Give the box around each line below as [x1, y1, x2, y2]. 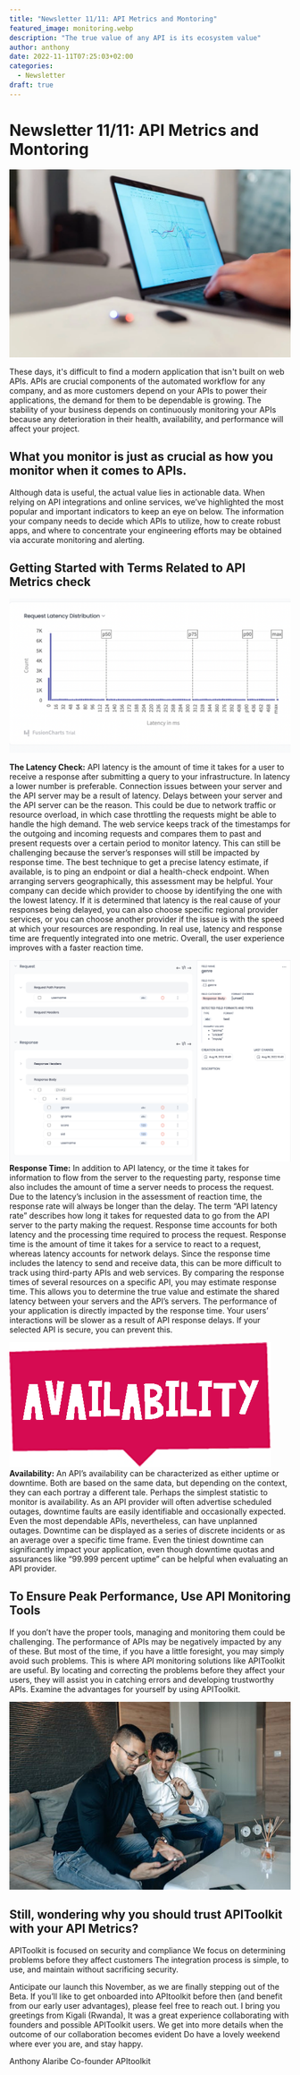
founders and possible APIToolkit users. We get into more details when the [9, 2019, 284, 2030]
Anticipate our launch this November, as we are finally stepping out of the [9, 1981, 279, 1992]
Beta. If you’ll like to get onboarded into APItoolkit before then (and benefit [9, 1991, 283, 2002]
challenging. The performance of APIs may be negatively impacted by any [9, 1636, 282, 1646]
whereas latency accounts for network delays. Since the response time [9, 1248, 271, 1259]
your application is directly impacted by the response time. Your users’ [9, 1305, 270, 1315]
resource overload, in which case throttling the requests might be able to [9, 810, 277, 821]
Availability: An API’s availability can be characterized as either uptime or [9, 1467, 279, 1478]
